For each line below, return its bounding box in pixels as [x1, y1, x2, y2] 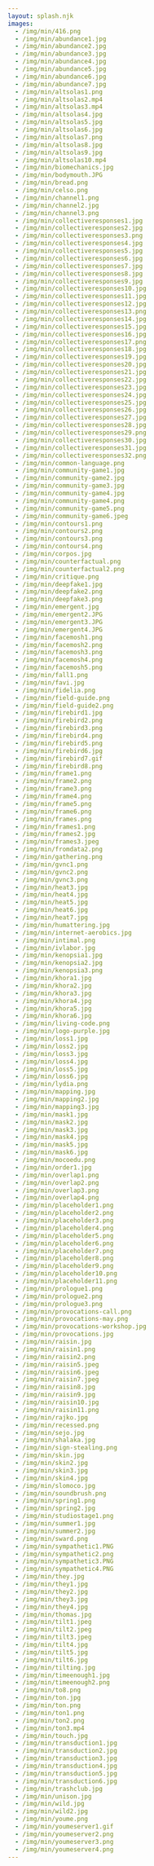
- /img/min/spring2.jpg [15, 1504, 95, 1512]
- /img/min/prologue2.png [15, 1292, 103, 1300]
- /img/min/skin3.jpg [15, 1466, 89, 1475]
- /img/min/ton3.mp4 [15, 1724, 85, 1732]
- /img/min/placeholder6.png [15, 1239, 114, 1248]
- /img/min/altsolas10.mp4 [15, 156, 107, 164]
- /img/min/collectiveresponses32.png [15, 451, 147, 460]
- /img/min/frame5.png [15, 799, 92, 808]
